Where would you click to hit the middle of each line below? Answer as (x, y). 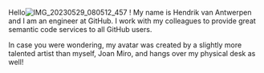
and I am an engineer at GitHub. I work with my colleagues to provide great (132, 21)
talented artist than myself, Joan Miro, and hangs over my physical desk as (132, 53)
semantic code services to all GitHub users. (80, 29)
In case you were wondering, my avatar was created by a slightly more (125, 45)
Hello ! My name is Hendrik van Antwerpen (130, 12)
